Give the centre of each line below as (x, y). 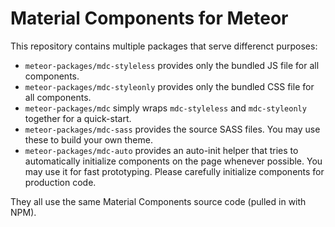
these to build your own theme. (88, 139)
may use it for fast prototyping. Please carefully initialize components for (174, 171)
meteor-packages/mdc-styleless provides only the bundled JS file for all (172, 65)
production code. (60, 182)
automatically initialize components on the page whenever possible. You (173, 161)
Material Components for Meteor (149, 18)
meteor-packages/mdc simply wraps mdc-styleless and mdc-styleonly (165, 108)
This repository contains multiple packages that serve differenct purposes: (164, 46)
